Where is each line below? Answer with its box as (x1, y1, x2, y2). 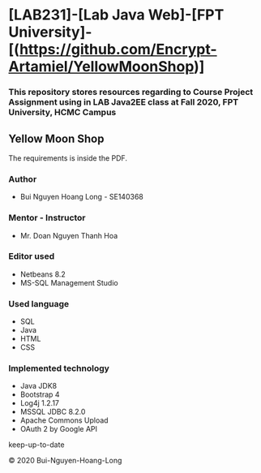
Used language (8, 298, 70, 309)
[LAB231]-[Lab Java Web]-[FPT (8, 6, 225, 24)
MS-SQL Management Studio (19, 277, 119, 287)
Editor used (8, 251, 55, 262)
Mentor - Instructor (8, 213, 87, 224)
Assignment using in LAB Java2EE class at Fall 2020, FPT (8, 97, 239, 108)
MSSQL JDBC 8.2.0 (19, 407, 86, 417)
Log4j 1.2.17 (19, 398, 59, 408)
